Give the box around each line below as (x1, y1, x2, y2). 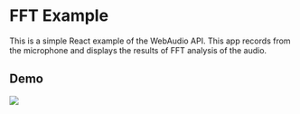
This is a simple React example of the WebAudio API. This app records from (9, 35, 291, 46)
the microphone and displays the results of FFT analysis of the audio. (9, 44, 267, 55)
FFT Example (9, 5, 109, 26)
